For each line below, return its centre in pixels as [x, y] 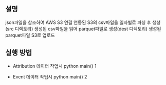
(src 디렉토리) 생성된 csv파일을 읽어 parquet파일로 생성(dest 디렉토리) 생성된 [83, 29]
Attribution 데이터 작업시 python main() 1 [54, 66]
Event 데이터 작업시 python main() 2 [50, 77]
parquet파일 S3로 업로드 [30, 35]
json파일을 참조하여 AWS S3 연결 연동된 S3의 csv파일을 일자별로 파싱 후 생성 [83, 22]
